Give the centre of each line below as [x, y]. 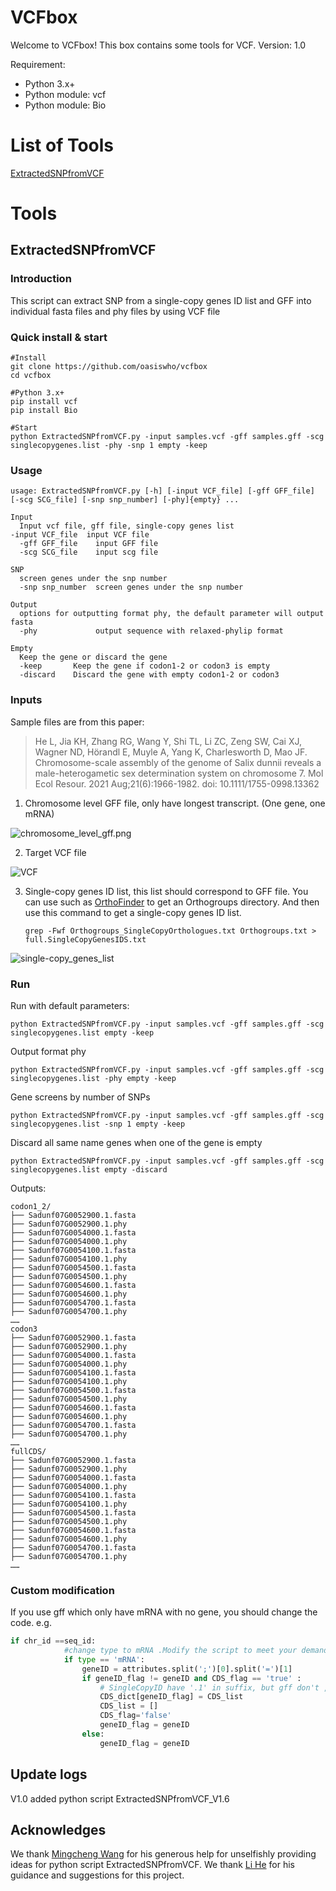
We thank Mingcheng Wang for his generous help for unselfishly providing [163, 1854]
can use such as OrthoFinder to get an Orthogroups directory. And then [172, 902]
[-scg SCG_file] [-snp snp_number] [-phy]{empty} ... [125, 500]
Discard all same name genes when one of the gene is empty [136, 1142]
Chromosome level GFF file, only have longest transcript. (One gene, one [175, 803]
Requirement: [38, 64]
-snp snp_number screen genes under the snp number [131, 587]
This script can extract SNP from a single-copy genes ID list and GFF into [161, 300]
